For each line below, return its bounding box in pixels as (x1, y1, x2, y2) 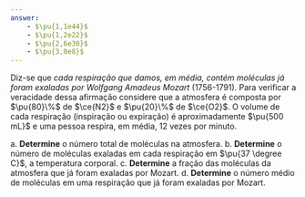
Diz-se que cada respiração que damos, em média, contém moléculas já (10, 72, 285, 83)
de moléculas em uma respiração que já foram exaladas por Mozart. (10, 177, 267, 188)
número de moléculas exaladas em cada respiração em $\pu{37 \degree (10, 148, 282, 160)
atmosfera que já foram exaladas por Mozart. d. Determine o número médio (10, 168, 295, 179)
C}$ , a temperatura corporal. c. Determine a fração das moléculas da (10, 158, 271, 169)
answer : (10, 13, 40, 23)
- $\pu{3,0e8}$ (26, 47, 85, 57)
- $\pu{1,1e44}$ (26, 22, 89, 31)
